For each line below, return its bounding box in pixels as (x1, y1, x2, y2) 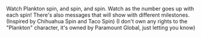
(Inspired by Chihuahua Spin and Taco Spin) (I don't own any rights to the (6, 18, 188, 24)
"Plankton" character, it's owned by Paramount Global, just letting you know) (6, 24, 196, 31)
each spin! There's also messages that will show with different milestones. (6, 11, 190, 18)
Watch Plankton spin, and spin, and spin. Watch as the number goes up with (6, 5, 194, 12)
